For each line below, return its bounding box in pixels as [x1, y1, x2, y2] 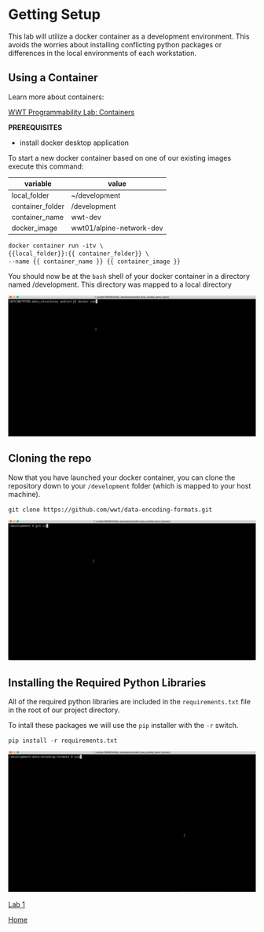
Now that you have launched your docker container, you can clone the [8, 473, 236, 482]
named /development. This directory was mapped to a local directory [8, 280, 232, 289]
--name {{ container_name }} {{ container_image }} [8, 258, 181, 265]
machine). [8, 489, 41, 499]
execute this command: [8, 162, 84, 171]
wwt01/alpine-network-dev [71, 223, 163, 233]
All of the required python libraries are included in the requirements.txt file [8, 697, 251, 707]
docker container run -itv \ [8, 242, 104, 250]
